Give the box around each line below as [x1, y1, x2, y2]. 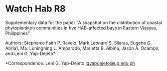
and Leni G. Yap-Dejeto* [5, 50, 56, 56]
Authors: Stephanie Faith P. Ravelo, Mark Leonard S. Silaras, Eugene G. [5, 39, 152, 45]
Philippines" [5, 30, 30, 36]
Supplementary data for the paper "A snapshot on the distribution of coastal [5, 19, 162, 25]
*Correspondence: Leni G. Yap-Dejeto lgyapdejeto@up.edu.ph [5, 60, 135, 66]
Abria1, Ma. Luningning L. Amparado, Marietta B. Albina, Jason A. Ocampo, [5, 45, 160, 51]
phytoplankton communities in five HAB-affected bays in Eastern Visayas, [5, 24, 158, 30]
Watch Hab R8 [5, 3, 66, 14]
